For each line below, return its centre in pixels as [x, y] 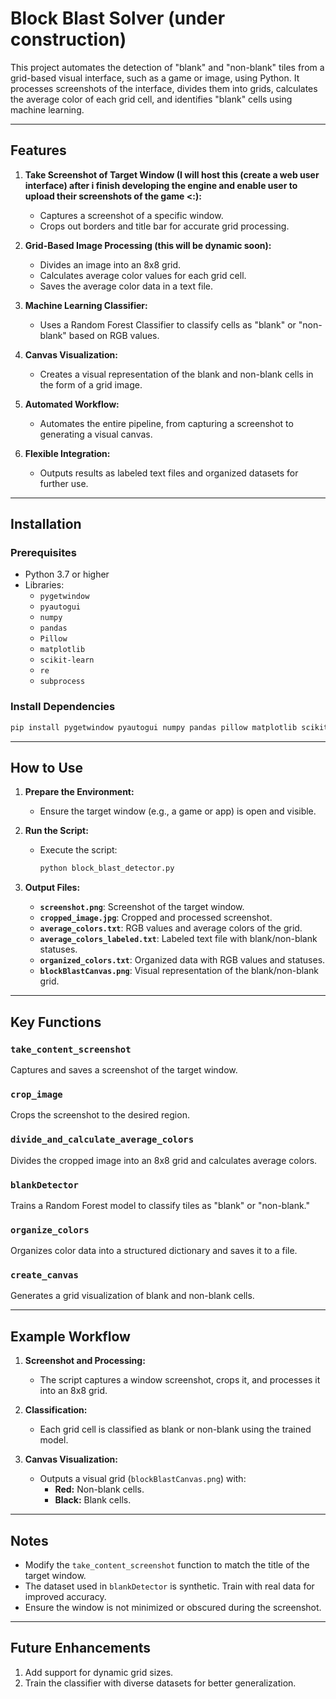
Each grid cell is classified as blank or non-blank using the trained [175, 1429]
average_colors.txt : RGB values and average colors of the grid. [171, 928]
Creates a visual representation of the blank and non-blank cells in [176, 374]
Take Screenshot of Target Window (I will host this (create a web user [172, 174]
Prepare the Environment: [79, 792]
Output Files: [52, 888]
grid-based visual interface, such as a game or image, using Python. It [155, 78]
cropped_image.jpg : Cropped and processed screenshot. [156, 918]
